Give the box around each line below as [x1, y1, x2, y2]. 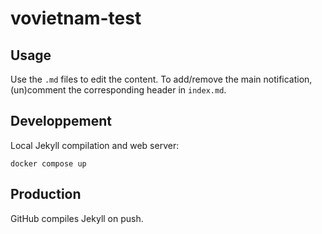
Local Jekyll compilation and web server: [10, 139, 180, 151]
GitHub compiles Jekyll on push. [10, 212, 144, 224]
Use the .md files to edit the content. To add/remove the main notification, [10, 73, 313, 85]
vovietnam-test [10, 7, 142, 30]
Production [10, 186, 82, 203]
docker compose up [10, 158, 87, 169]
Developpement [10, 113, 113, 130]
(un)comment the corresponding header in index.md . [10, 84, 227, 96]
